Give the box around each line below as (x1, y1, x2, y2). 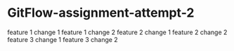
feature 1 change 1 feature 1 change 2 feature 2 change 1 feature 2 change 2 (7, 28, 228, 36)
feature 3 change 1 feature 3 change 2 (7, 35, 118, 43)
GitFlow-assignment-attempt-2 (7, 5, 195, 21)
